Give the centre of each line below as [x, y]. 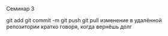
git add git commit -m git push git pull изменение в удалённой [84, 20]
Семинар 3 [20, 9]
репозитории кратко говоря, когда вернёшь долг [69, 27]
